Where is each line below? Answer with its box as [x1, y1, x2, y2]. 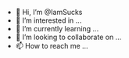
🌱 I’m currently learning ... [15, 24, 99, 33]
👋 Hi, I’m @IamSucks [15, 8, 83, 16]
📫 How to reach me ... [15, 42, 88, 50]
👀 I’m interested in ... [15, 16, 82, 25]
